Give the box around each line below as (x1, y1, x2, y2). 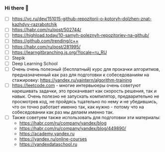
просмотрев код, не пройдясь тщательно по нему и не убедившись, (11, 98, 158, 104)
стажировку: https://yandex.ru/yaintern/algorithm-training (11, 77, 132, 83)
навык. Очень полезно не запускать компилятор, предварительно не (11, 93, 160, 99)
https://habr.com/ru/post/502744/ (11, 27, 82, 33)
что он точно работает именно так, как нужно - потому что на (11, 104, 145, 110)
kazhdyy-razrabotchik (11, 21, 58, 27)
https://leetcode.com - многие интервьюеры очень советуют (11, 82, 141, 88)
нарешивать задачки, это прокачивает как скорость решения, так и (11, 88, 157, 94)
